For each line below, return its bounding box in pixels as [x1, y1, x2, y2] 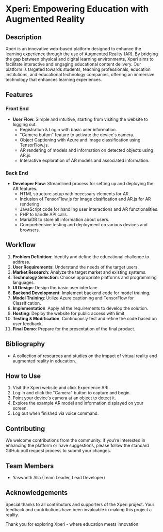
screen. [12, 406, 28, 411]
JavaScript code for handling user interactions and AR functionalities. [19, 206, 159, 212]
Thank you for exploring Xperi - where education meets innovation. [5, 521, 140, 527]
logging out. [12, 121, 37, 127]
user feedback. [12, 321, 43, 327]
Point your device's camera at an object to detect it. [12, 395, 116, 401]
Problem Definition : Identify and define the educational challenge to [12, 253, 149, 260]
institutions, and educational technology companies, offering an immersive [5, 72, 155, 77]
